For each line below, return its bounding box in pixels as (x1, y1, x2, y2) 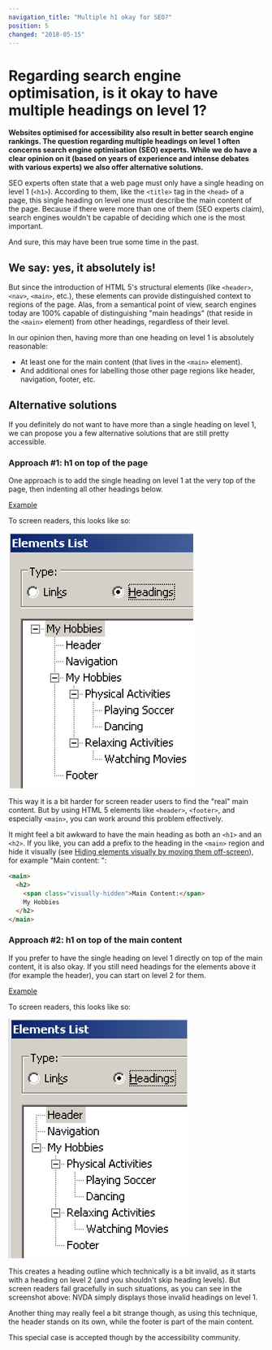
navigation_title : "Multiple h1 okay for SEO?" (8, 13, 173, 21)
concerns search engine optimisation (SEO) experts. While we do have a (8, 145, 257, 155)
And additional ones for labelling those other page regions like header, (19, 366, 256, 376)
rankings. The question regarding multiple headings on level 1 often (8, 137, 241, 146)
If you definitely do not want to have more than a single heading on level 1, (8, 419, 257, 429)
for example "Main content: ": (8, 855, 107, 866)
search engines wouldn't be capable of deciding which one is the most (8, 212, 245, 223)
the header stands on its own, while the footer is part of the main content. (8, 1317, 254, 1326)
